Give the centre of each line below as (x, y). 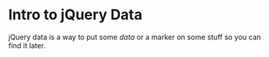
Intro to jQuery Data (75, 15)
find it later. (27, 45)
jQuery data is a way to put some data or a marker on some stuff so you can (135, 37)
